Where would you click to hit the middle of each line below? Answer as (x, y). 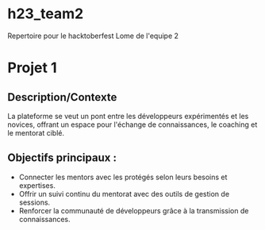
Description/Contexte (62, 97)
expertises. (37, 185)
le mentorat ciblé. (36, 132)
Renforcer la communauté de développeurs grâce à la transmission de (134, 210)
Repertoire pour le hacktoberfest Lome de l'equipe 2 (93, 36)
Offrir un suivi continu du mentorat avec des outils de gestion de (124, 194)
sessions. (35, 202)
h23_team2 (46, 14)
